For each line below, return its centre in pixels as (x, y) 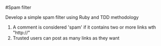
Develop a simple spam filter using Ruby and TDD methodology (72, 17)
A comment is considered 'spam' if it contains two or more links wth (84, 27)
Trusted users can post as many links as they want (66, 38)
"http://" (21, 32)
